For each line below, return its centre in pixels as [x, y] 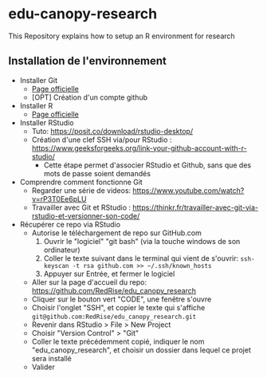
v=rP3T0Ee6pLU [59, 199]
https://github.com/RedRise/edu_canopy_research [114, 290]
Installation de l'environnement [88, 61]
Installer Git [39, 80]
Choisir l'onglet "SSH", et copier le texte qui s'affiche [118, 307]
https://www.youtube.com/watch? [188, 190]
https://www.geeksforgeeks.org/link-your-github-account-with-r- [139, 148]
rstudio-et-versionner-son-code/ [86, 215]
